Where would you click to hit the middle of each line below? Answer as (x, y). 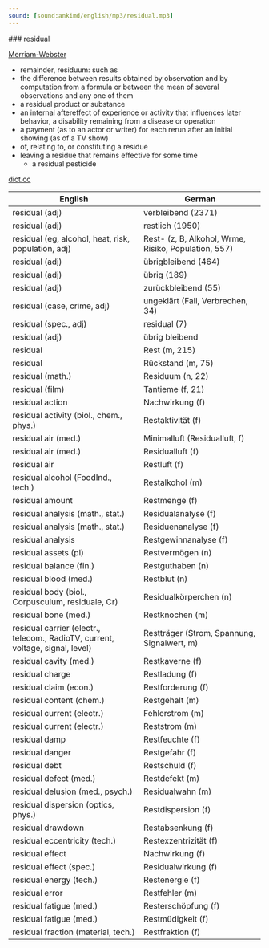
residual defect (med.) (54, 778)
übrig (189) (166, 275)
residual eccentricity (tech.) (64, 840)
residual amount (43, 500)
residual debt (37, 765)
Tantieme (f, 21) (174, 389)
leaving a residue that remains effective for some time (108, 155)
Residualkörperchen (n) (188, 596)
